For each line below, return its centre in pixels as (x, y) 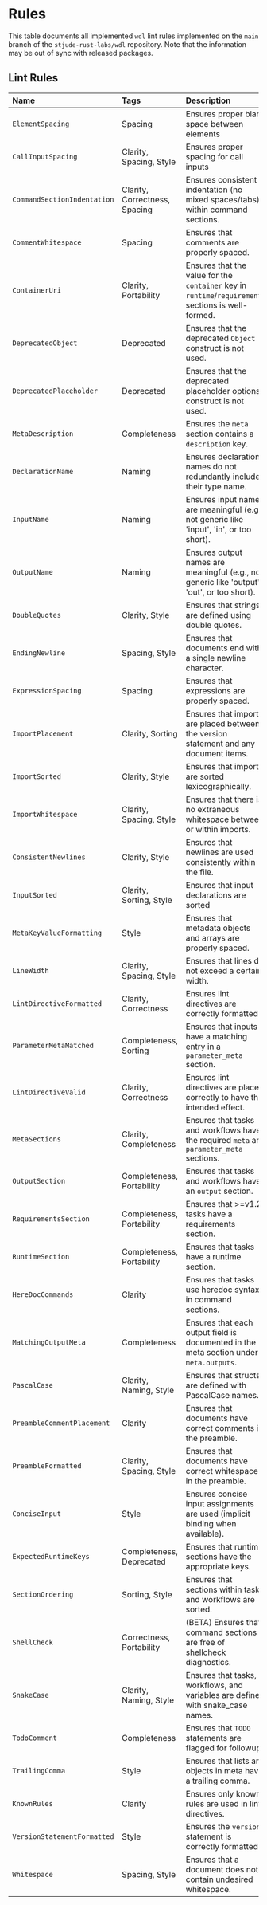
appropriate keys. (218, 1566)
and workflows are (221, 1599)
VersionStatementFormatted (63, 1836)
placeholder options (223, 391)
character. (205, 668)
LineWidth (31, 970)
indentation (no (214, 190)
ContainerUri (37, 290)
